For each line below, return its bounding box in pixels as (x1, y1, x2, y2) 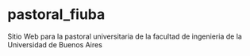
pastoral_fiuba (7, 6, 106, 24)
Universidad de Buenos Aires (7, 39, 102, 49)
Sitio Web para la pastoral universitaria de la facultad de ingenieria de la (7, 32, 243, 41)
